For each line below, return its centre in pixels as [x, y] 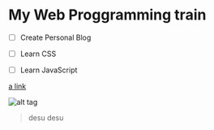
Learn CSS [38, 54]
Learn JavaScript [49, 70]
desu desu [46, 118]
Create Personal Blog [56, 37]
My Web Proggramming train [107, 15]
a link [17, 86]
